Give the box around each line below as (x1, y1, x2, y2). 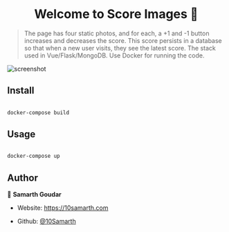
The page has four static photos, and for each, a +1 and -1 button (24, 29, 210, 37)
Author (7, 172, 38, 184)
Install (7, 84, 35, 96)
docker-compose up (7, 152, 60, 160)
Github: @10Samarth (17, 217, 76, 226)
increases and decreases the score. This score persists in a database (24, 36, 223, 44)
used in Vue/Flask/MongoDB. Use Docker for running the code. (24, 51, 205, 60)
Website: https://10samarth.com (17, 204, 109, 212)
